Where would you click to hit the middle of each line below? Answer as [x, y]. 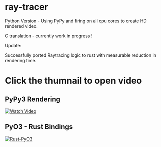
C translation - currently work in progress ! [49, 36]
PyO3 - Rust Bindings [39, 127]
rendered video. [22, 26]
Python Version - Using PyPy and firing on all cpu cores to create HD [76, 21]
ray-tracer [27, 7]
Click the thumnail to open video [74, 81]
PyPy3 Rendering [33, 99]
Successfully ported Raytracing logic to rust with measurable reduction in [80, 55]
